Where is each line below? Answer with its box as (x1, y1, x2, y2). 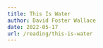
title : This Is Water (7, 10, 71, 18)
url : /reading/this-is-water (7, 30, 93, 37)
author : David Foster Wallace (7, 17, 97, 24)
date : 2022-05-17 (7, 23, 59, 30)
